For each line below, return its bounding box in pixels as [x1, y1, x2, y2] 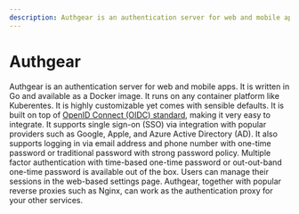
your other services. [9, 194, 83, 205]
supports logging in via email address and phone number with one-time [9, 137, 271, 148]
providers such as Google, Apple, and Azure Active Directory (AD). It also [9, 128, 279, 139]
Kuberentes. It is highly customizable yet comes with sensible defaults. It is [9, 100, 285, 111]
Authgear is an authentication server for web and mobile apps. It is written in [9, 81, 290, 92]
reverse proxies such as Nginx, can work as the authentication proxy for [9, 185, 273, 196]
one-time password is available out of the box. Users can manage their [9, 166, 270, 177]
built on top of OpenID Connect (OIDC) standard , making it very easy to [9, 109, 271, 120]
